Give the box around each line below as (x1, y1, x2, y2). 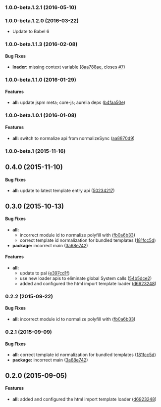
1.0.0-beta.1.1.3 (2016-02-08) (5, 41, 78, 48)
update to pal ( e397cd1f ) (19, 270, 70, 276)
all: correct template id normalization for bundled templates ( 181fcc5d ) (12, 352, 156, 358)
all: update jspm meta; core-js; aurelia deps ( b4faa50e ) (12, 99, 125, 105)
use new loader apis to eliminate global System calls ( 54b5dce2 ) (19, 275, 152, 281)
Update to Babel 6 (12, 29, 50, 35)
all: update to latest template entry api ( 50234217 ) (12, 187, 115, 194)
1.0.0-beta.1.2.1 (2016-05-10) (5, 4, 77, 11)
